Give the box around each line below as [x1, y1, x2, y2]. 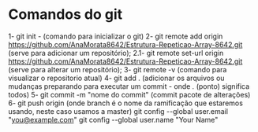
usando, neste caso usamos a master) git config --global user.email [8, 106, 229, 115]
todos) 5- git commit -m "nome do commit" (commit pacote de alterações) [8, 90, 251, 99]
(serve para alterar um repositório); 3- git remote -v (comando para [8, 64, 227, 74]
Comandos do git [8, 5, 123, 24]
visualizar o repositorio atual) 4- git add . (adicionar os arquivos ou [8, 73, 225, 82]
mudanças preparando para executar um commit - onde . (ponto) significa [8, 81, 250, 91]
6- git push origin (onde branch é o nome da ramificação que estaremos [8, 98, 243, 108]
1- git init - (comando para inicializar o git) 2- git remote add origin [8, 31, 223, 41]
